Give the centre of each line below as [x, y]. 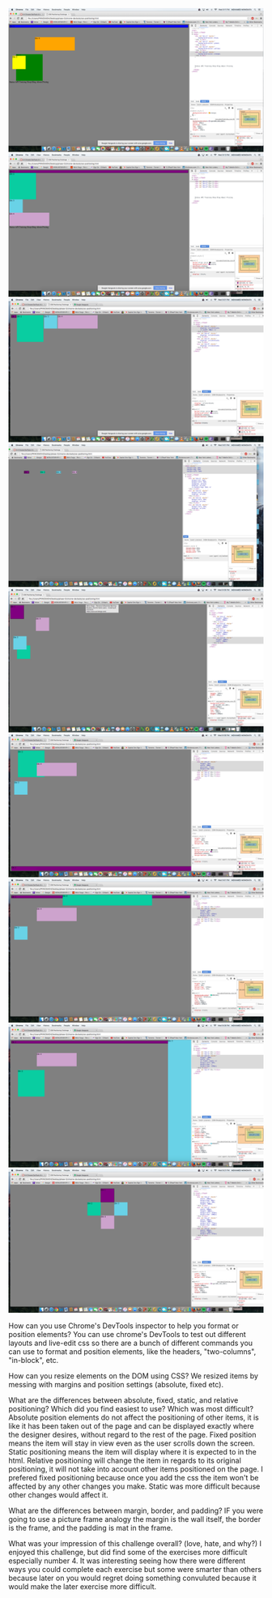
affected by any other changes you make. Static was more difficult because [134, 1486]
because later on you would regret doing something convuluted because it [132, 1578]
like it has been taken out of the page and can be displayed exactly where [131, 1425]
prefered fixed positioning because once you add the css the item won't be [134, 1477]
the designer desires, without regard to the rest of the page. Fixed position [132, 1434]
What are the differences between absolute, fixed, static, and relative [123, 1400]
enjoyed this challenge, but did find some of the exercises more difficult [128, 1552]
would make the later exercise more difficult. [83, 1586]
